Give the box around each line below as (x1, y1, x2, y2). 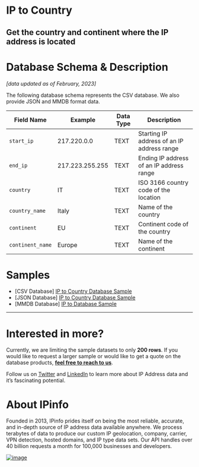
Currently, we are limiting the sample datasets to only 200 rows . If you (6, 346, 178, 354)
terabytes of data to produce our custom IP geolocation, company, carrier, (6, 430, 188, 437)
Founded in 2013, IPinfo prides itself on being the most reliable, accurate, (6, 417, 185, 425)
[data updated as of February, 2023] (6, 80, 97, 87)
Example (70, 115, 96, 124)
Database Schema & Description (6, 60, 169, 74)
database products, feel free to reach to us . (6, 359, 114, 366)
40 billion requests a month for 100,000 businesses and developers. (6, 443, 172, 450)
